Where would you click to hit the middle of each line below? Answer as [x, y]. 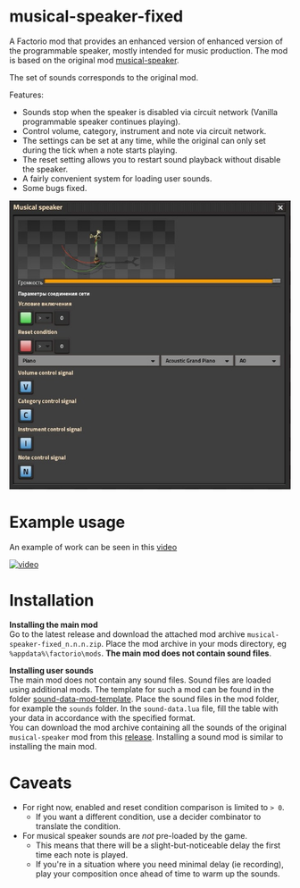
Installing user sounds [51, 671]
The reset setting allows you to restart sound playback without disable [151, 159]
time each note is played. [82, 855]
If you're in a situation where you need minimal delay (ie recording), [159, 865]
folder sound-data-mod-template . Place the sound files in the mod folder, [144, 700]
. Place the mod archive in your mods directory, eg [194, 644]
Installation [52, 600]
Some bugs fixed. [54, 188]
